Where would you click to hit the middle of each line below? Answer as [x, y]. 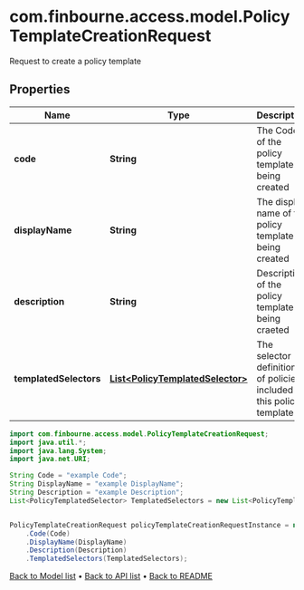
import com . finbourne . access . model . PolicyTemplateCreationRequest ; [139, 434]
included [275, 390]
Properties [40, 89]
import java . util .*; [48, 442]
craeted [273, 330]
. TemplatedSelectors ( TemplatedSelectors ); [107, 559]
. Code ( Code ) [48, 533]
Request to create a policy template [76, 61]
